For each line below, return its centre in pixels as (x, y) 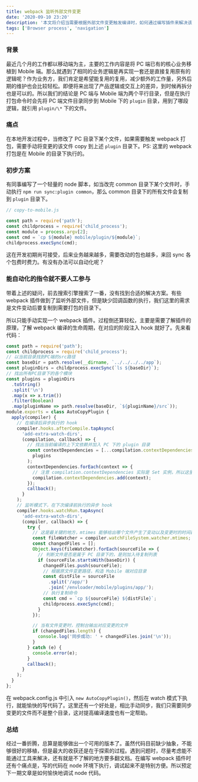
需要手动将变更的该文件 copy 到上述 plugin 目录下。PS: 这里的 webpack (104, 146)
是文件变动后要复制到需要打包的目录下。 (55, 307)
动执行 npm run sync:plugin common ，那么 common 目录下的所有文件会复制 (97, 192)
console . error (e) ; (55, 653)
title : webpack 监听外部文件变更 (44, 12)
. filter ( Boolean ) (33, 401)
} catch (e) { (44, 647)
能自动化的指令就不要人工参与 (49, 279)
